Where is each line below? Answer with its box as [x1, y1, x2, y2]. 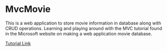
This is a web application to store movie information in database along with [5, 20, 161, 26]
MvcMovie [5, 3, 51, 15]
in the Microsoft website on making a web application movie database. [5, 30, 152, 36]
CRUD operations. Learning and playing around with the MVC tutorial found [5, 25, 162, 31]
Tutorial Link [5, 40, 31, 46]
